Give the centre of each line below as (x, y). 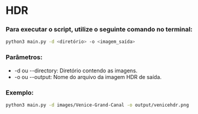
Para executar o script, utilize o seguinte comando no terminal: (99, 30)
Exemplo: (20, 92)
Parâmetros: (24, 57)
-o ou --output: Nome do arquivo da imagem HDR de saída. (88, 77)
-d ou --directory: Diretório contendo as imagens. (76, 71)
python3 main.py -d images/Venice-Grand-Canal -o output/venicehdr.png (97, 105)
